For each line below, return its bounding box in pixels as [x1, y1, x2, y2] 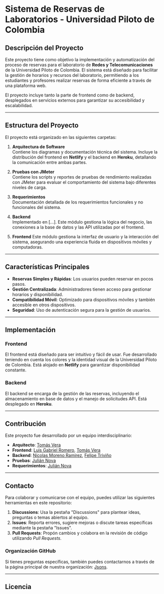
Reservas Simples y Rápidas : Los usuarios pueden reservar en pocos [12, 275, 154, 282]
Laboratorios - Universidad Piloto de [5, 14, 155, 25]
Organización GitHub [5, 548, 56, 554]
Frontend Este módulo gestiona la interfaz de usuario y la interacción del [12, 233, 159, 239]
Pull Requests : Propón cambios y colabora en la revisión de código [12, 530, 148, 536]
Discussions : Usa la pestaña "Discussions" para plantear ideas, [12, 509, 141, 515]
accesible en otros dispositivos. [12, 302, 76, 308]
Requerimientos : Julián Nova [12, 463, 72, 469]
